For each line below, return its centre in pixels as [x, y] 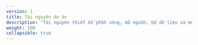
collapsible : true [29, 33]
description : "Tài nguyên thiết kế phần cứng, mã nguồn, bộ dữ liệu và [96, 22]
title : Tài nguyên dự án [37, 17]
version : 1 [19, 11]
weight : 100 [21, 28]
